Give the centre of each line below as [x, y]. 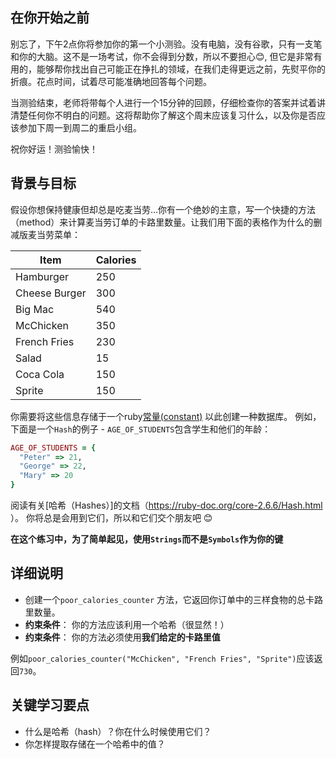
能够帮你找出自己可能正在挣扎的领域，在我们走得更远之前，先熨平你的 [181, 69]
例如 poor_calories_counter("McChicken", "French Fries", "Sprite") [153, 658]
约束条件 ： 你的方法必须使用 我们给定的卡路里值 [122, 637]
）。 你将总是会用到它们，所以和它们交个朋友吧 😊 [111, 517]
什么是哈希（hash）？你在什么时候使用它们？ [118, 731]
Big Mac [35, 309]
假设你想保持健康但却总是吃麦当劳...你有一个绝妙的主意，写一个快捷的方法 [163, 209]
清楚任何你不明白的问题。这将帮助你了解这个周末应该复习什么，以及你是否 [163, 115]
